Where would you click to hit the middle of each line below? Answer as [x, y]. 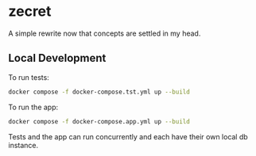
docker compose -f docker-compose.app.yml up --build [99, 121]
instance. [23, 145]
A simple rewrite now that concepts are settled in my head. [105, 33]
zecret [30, 11]
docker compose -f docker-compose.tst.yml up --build [99, 92]
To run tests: [29, 77]
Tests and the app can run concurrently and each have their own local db [128, 136]
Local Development [57, 58]
